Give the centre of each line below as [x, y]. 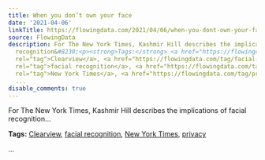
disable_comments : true [47, 88]
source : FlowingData [42, 37]
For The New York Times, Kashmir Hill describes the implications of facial [127, 111]
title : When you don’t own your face [70, 15]
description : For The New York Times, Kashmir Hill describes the [119, 45]
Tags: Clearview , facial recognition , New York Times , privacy [107, 134]
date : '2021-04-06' [40, 23]
